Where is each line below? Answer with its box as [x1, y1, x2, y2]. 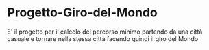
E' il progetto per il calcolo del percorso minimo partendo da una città [7, 27, 203, 36]
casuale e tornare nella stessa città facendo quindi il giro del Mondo [7, 34, 199, 42]
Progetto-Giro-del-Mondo [7, 5, 158, 21]
